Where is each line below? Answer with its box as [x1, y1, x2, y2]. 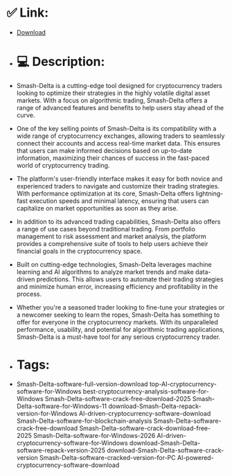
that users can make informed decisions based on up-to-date [16, 146, 193, 155]
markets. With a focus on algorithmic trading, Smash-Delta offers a [16, 96, 208, 105]
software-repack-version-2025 [16, 446, 105, 455]
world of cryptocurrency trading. [16, 161, 110, 169]
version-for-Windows [16, 409, 78, 417]
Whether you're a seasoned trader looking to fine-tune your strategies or [16, 303, 225, 311]
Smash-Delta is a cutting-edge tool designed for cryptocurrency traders [16, 81, 222, 89]
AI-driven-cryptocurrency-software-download [78, 409, 211, 417]
